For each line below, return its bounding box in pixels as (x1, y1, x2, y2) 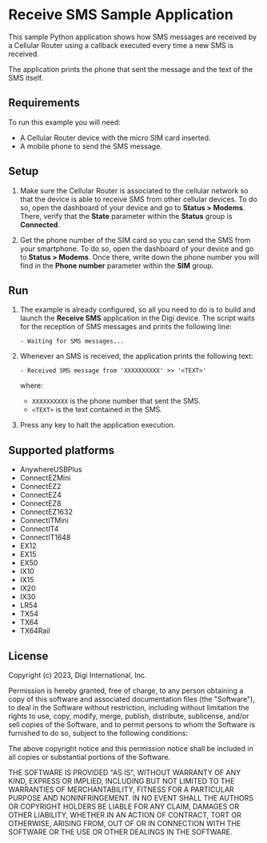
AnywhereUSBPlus (19, 465, 82, 475)
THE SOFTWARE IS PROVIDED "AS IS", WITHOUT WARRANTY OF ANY (8, 768, 241, 777)
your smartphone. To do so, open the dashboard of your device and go (19, 244, 254, 253)
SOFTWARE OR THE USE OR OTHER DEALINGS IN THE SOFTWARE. (8, 827, 233, 837)
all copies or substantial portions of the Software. (8, 753, 170, 761)
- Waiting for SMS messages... (19, 337, 125, 345)
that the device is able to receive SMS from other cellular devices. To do (19, 194, 257, 204)
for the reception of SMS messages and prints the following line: (19, 322, 232, 332)
